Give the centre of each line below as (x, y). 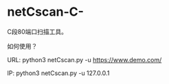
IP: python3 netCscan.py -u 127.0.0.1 (58, 73)
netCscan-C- (46, 12)
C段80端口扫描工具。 (37, 31)
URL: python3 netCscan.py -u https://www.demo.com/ (84, 59)
